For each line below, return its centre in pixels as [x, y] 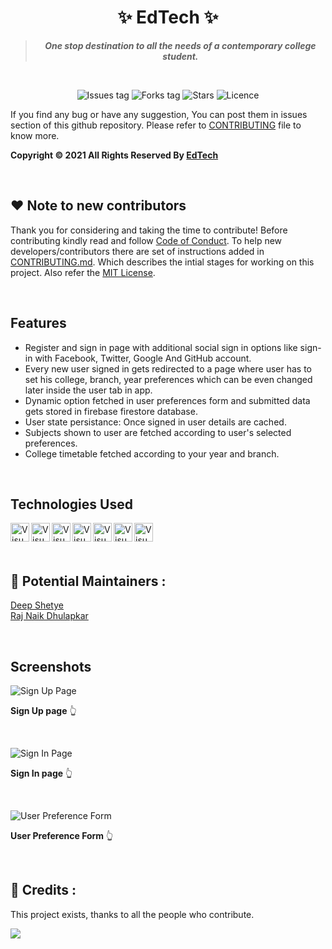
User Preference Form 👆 [62, 835]
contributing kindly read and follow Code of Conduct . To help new [146, 240]
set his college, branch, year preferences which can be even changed [168, 379]
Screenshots [51, 666]
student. [180, 56]
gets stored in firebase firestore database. [111, 411]
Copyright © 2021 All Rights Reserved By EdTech [114, 155]
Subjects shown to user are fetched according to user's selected [158, 432]
